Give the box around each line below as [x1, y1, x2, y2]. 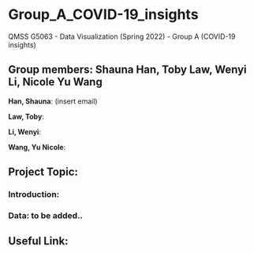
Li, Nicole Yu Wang [8, 75, 103, 89]
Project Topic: [8, 165, 79, 179]
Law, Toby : [8, 111, 45, 121]
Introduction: [8, 189, 60, 200]
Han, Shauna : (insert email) [8, 96, 98, 106]
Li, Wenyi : [8, 126, 42, 136]
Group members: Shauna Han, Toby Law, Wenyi [8, 63, 247, 77]
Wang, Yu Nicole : [8, 142, 66, 152]
